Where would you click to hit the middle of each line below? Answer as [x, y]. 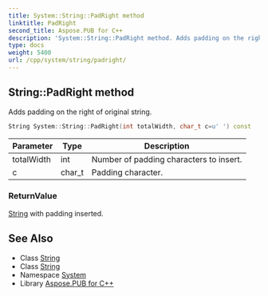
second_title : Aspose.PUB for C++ [66, 30]
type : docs [26, 45]
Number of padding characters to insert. [167, 159]
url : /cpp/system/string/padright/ [67, 61]
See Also [31, 239]
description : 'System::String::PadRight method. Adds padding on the [126, 38]
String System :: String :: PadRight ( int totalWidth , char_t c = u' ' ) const [130, 126]
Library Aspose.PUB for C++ [67, 283]
